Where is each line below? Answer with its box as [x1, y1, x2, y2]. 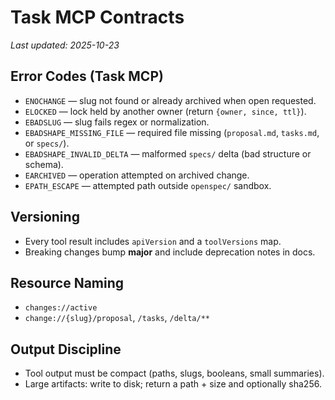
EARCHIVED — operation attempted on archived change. [24, 169, 250, 181]
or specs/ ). [24, 137, 70, 149]
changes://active [24, 303, 98, 313]
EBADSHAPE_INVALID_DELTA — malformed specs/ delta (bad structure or [24, 147, 312, 160]
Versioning [10, 209, 80, 226]
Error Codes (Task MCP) [10, 68, 164, 85]
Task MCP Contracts [10, 6, 185, 29]
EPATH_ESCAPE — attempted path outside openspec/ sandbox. [24, 179, 272, 191]
